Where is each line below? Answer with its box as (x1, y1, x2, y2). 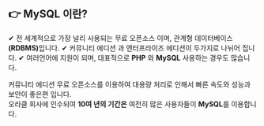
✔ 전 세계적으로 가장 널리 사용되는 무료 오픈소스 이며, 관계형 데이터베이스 (8, 33, 233, 43)
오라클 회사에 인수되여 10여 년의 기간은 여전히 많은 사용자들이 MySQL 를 (8, 99, 230, 109)
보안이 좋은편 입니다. (8, 89, 72, 98)
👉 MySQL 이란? (8, 7, 89, 21)
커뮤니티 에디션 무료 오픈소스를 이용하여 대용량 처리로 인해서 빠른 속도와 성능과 (8, 80, 251, 89)
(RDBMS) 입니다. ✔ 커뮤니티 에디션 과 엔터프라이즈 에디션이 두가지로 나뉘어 (8, 43, 241, 53)
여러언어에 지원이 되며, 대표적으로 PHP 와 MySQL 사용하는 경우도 (26, 53, 229, 62)
